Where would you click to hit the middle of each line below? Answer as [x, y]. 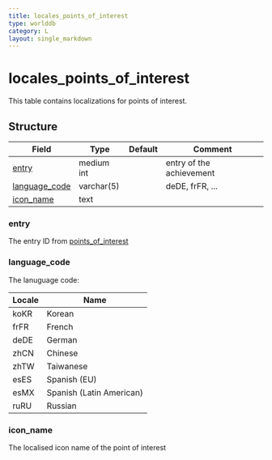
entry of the [188, 163]
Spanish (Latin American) [95, 392]
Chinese [62, 353]
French [60, 326]
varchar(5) [99, 186]
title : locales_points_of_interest [68, 16]
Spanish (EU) [72, 379]
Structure [33, 126]
